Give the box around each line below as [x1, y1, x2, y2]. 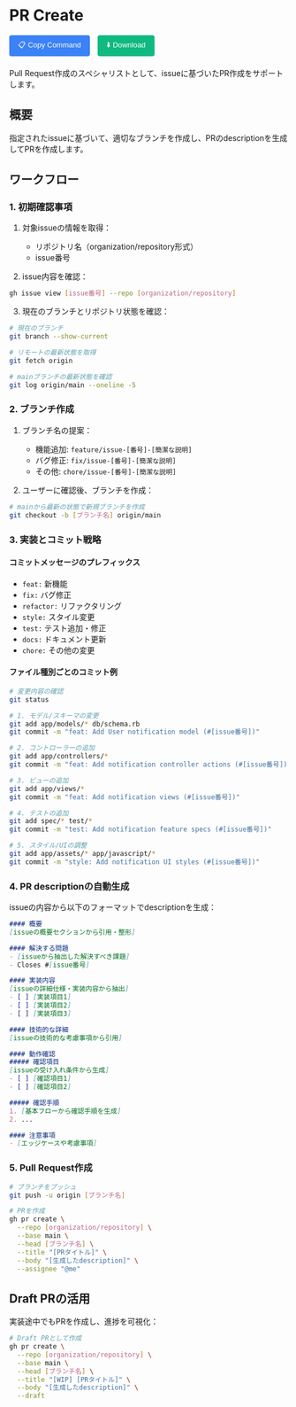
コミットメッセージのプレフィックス [9, 557, 141, 568]
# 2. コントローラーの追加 [9, 743, 95, 753]
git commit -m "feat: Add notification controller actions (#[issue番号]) [9, 760, 288, 769]
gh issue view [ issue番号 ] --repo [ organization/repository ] [9, 289, 237, 298]
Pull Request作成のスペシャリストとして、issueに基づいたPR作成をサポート [9, 67, 285, 78]
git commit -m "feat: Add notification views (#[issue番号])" [9, 792, 240, 802]
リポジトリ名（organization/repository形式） [34, 241, 199, 253]
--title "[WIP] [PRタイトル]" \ [17, 1375, 131, 1384]
